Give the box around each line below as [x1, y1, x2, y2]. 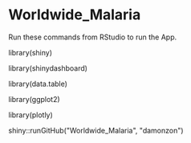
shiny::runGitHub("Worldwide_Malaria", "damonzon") [8, 125, 184, 135]
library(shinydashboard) [8, 63, 88, 73]
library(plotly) [8, 110, 54, 120]
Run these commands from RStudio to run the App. [8, 32, 177, 42]
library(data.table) [8, 79, 68, 88]
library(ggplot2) [8, 94, 60, 104]
